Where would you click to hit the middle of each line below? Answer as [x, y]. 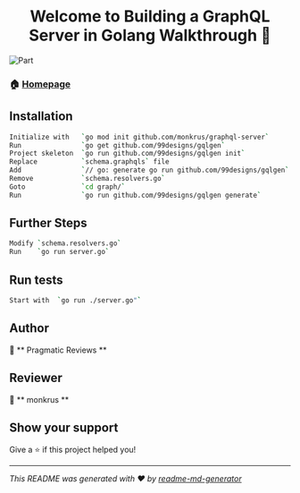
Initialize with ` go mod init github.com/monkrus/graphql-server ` [139, 137]
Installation [41, 117]
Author [29, 328]
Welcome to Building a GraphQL [150, 17]
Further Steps [48, 223]
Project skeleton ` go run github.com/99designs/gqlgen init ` [127, 154]
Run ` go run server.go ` [59, 252]
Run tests [36, 280]
